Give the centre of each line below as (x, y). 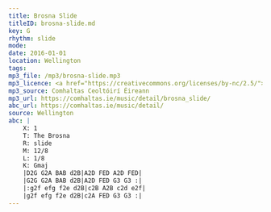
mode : (17, 46)
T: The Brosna (46, 135)
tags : (17, 69)
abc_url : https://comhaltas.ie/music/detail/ (86, 106)
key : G (19, 31)
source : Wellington (41, 114)
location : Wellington (45, 61)
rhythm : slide (32, 38)
